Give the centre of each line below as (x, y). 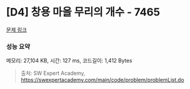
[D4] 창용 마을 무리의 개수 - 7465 (83, 12)
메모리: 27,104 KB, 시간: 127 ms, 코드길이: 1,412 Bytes (69, 61)
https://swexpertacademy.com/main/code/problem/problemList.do (102, 80)
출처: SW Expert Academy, (53, 73)
